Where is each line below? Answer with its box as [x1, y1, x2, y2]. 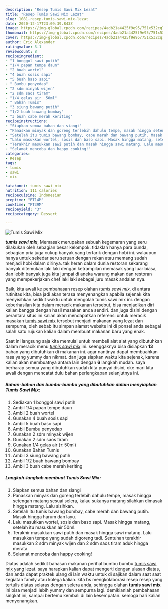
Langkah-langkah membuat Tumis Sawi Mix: [5, 474, 101, 480]
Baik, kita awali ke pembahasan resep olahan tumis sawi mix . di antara [5, 286, 150, 292]
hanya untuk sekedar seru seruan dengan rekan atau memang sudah [5, 255, 147, 261]
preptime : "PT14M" [5, 197, 44, 202]
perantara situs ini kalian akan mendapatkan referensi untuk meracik [5, 313, 146, 319]
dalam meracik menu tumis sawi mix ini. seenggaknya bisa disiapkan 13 [5, 343, 153, 350]
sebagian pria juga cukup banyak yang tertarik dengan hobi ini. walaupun [5, 250, 157, 256]
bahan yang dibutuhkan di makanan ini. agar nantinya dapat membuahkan [5, 349, 158, 355]
